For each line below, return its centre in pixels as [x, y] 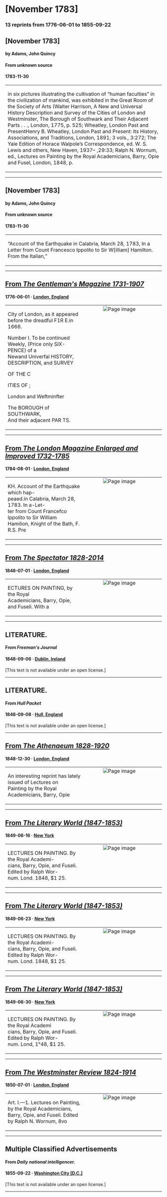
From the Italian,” [28, 256]
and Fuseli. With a [28, 607]
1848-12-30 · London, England [37, 758]
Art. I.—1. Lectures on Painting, [44, 1102]
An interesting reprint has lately [44, 776]
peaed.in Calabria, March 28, [42, 498]
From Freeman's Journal [31, 648]
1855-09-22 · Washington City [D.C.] [44, 1173]
